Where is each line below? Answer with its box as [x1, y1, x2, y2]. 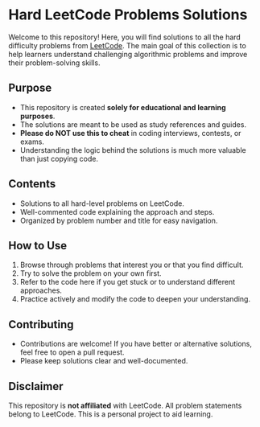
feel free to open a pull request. [19, 347, 125, 357]
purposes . [19, 111, 56, 121]
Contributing [8, 318, 74, 331]
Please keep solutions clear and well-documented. [19, 356, 188, 366]
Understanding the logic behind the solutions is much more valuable [19, 145, 247, 154]
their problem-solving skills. [8, 58, 101, 68]
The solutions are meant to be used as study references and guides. [19, 119, 247, 129]
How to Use [8, 239, 68, 253]
